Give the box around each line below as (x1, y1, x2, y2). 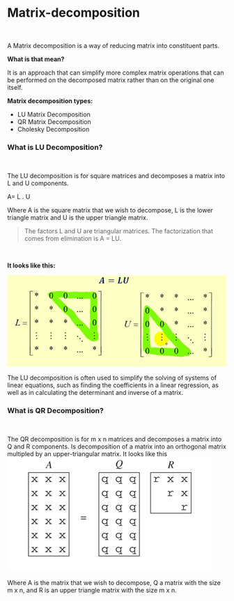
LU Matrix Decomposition (17, 110, 91, 118)
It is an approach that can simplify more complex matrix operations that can (7, 68, 224, 77)
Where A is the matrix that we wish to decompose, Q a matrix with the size (7, 579, 221, 587)
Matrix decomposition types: (7, 96, 93, 105)
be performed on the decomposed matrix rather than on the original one (7, 75, 214, 84)
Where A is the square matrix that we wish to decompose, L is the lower (7, 206, 214, 214)
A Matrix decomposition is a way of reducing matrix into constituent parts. (7, 41, 220, 49)
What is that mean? (7, 54, 65, 63)
